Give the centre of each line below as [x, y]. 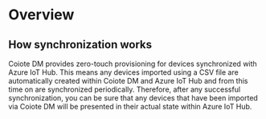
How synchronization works [80, 45]
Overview [41, 15]
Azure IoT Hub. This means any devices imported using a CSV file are [123, 72]
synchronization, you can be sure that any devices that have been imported [133, 98]
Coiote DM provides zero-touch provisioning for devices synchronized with [133, 64]
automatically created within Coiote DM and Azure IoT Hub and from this [128, 81]
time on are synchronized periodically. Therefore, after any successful [125, 89]
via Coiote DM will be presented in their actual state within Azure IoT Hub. [130, 107]
